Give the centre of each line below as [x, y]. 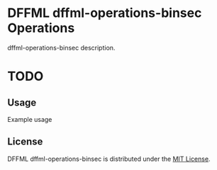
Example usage [30, 119]
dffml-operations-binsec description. [61, 47]
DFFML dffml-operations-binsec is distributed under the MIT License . [109, 159]
